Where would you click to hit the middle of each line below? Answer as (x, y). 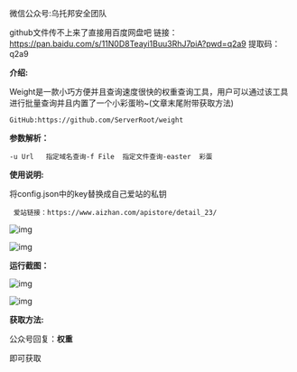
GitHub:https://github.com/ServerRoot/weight (96, 120)
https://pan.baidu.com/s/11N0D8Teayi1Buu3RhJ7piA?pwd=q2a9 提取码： (145, 44)
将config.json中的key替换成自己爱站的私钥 (88, 194)
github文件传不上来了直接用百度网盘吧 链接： (93, 33)
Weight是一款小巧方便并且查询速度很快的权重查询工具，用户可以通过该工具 (149, 92)
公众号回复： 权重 (41, 339)
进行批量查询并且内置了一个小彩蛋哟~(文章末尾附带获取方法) (122, 103)
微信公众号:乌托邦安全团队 (58, 13)
